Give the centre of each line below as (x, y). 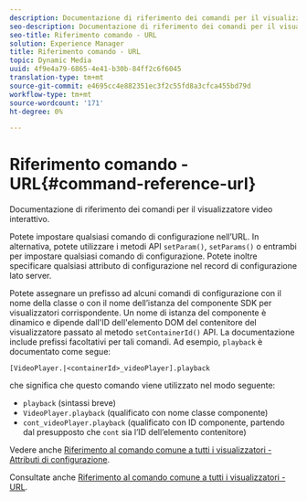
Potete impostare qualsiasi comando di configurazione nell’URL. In (134, 237)
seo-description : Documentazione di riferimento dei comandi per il (143, 27)
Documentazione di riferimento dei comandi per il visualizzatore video (141, 209)
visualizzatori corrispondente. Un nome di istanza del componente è (138, 313)
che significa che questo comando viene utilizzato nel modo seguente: (143, 386)
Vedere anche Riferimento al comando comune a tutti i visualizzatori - (141, 450)
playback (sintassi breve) (69, 403)
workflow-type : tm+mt (51, 94)
